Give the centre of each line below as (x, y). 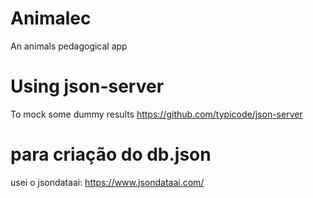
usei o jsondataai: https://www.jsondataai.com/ (107, 182)
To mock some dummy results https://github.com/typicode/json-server (156, 114)
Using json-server (87, 86)
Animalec (51, 18)
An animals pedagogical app (69, 46)
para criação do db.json (111, 154)
